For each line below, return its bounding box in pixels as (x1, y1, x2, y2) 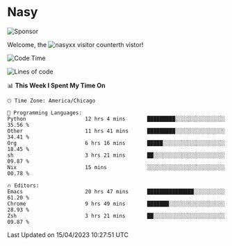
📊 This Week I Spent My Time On (7, 81, 106, 89)
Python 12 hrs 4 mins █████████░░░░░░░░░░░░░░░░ (7, 115, 226, 122)
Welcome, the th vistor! (7, 40, 144, 49)
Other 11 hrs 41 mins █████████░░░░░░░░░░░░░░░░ (7, 128, 226, 134)
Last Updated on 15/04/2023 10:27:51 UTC (7, 230, 129, 239)
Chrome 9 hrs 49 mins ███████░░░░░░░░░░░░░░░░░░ (7, 200, 226, 207)
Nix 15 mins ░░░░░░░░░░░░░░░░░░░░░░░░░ (7, 164, 226, 170)
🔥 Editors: (7, 182, 40, 189)
